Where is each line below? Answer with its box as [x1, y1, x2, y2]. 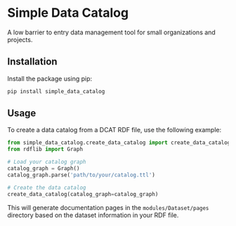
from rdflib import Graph [7, 146, 83, 153]
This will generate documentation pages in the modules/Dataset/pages [7, 203, 209, 211]
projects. [7, 35, 33, 43]
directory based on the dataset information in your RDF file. [7, 211, 179, 219]
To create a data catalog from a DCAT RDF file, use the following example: [7, 126, 222, 134]
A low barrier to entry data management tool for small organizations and [7, 28, 216, 36]
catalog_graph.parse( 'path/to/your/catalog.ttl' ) [7, 171, 156, 178]
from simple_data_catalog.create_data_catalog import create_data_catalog [7, 139, 231, 146]
